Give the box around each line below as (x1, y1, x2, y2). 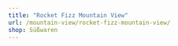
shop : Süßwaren (8, 26, 58, 34)
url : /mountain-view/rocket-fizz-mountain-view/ (8, 19, 171, 27)
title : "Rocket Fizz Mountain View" (8, 11, 128, 19)
